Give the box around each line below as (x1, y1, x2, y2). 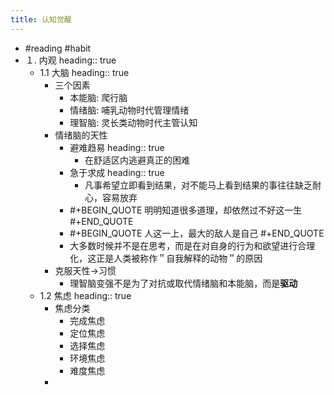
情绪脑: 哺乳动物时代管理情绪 (69, 104, 190, 116)
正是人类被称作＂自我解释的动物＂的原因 (96, 252, 263, 264)
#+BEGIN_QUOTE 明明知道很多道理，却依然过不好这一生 (69, 204, 303, 216)
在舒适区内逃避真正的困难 (84, 154, 190, 166)
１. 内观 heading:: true (24, 54, 117, 66)
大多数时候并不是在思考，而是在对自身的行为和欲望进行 (69, 239, 298, 251)
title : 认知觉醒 (10, 14, 72, 25)
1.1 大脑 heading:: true (39, 66, 130, 78)
